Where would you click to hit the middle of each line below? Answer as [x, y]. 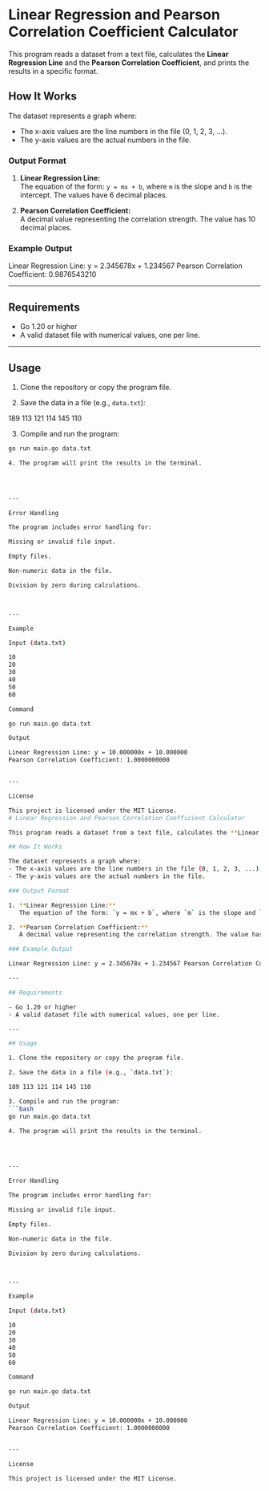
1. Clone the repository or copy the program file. [96, 1058]
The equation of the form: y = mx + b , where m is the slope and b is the [136, 187]
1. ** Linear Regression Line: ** [62, 905]
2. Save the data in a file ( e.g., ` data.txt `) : [91, 1073]
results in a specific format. [53, 71]
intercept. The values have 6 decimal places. [94, 195]
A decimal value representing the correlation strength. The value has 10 [138, 219]
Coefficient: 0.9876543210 [52, 274]
